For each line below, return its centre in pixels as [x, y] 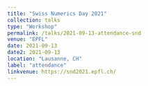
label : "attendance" [37, 65]
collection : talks [34, 20]
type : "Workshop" [32, 26]
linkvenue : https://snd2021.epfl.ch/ [62, 71]
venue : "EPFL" [28, 40]
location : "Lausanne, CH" [44, 59]
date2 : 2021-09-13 [34, 53]
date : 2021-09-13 [32, 46]
